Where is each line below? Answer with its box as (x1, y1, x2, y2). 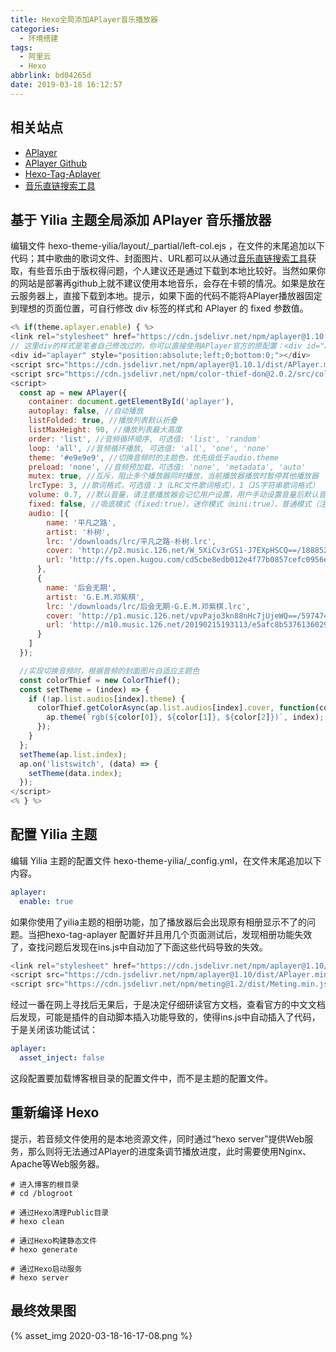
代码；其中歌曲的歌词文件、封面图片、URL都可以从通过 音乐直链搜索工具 (10, 252, 308, 265)
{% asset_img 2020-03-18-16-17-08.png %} (10, 1329, 193, 1341)
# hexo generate (10, 1244, 78, 1255)
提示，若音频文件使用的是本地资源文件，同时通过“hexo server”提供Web (10, 1132, 305, 1145)
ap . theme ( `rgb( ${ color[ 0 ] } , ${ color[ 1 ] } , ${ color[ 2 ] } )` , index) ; (46, 712, 325, 723)
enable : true (19, 896, 74, 906)
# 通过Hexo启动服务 (10, 1264, 83, 1274)
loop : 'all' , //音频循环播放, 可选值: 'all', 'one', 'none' (28, 443, 270, 453)
